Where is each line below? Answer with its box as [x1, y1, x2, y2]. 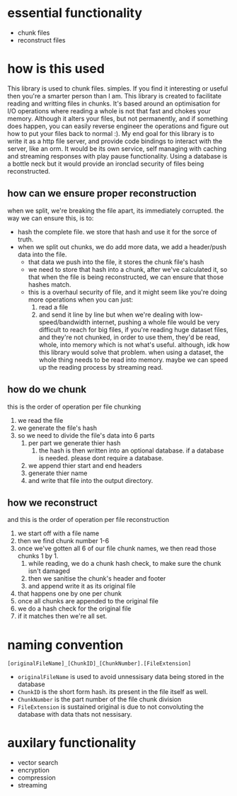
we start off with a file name [17, 529, 100, 538]
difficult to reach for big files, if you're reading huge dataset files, [38, 325, 229, 334]
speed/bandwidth [38, 317, 91, 326]
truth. [17, 235, 34, 244]
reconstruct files [17, 35, 66, 44]
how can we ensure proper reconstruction [7, 188, 197, 200]
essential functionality [7, 5, 143, 21]
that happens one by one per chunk [17, 589, 122, 598]
